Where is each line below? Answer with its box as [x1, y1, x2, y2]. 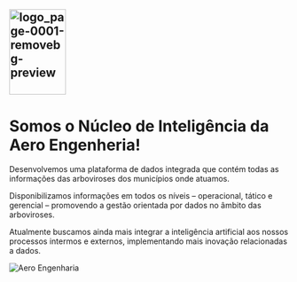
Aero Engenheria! [9, 135, 141, 155]
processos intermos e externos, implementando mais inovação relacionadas [9, 236, 288, 247]
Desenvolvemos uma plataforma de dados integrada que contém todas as [9, 164, 279, 175]
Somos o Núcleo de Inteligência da [9, 116, 270, 136]
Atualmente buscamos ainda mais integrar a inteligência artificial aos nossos [9, 227, 289, 238]
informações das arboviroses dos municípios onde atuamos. [9, 174, 231, 184]
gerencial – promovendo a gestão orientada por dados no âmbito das [9, 200, 262, 211]
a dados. [9, 246, 42, 256]
